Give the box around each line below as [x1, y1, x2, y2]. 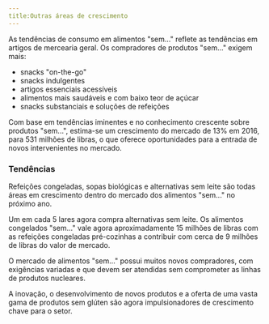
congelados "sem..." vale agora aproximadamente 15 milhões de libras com [8, 223, 258, 232]
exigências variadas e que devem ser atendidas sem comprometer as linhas [8, 264, 261, 274]
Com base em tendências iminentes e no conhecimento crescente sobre [8, 117, 250, 126]
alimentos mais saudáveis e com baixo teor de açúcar [19, 92, 200, 102]
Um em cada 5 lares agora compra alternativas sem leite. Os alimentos [8, 214, 244, 224]
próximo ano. [8, 198, 53, 208]
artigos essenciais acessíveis [19, 84, 118, 94]
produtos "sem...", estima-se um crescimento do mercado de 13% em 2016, [8, 126, 260, 135]
